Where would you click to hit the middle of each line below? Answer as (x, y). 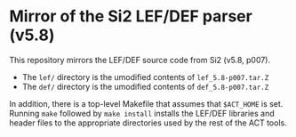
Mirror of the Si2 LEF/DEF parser (131, 16)
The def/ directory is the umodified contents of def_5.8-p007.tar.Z (145, 86)
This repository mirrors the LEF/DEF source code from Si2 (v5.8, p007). (140, 60)
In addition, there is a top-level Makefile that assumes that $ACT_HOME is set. (146, 103)
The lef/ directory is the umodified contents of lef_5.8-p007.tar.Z (145, 77)
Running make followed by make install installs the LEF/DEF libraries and (142, 113)
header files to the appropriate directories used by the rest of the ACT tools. (148, 123)
